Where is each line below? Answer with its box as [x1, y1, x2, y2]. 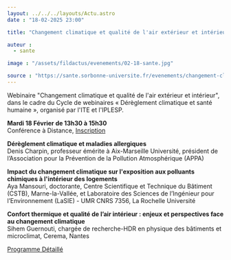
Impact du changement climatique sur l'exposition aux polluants [7, 167, 195, 176]
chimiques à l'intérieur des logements [7, 174, 118, 182]
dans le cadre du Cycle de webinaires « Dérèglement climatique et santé [7, 98, 212, 106]
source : [7, 73, 32, 80]
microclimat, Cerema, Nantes [7, 231, 89, 240]
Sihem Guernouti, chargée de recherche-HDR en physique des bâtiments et [7, 224, 222, 233]
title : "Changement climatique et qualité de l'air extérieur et [7, 29, 198, 36]
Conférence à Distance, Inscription [7, 126, 106, 134]
